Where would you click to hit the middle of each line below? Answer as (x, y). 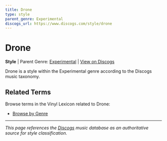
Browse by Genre (30, 114)
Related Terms (28, 92)
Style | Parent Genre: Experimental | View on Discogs (60, 62)
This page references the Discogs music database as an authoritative (77, 128)
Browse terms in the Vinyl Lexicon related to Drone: (58, 104)
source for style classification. (36, 133)
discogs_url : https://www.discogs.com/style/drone (59, 23)
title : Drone (19, 10)
